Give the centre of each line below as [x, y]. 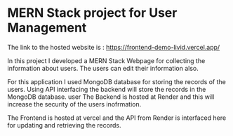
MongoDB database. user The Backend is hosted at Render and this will [111, 97]
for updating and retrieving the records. [64, 125]
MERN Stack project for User [92, 13]
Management [47, 28]
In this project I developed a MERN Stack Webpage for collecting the [106, 60]
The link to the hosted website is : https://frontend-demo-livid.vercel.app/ [114, 47]
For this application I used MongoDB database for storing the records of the [116, 81]
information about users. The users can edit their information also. [103, 68]
